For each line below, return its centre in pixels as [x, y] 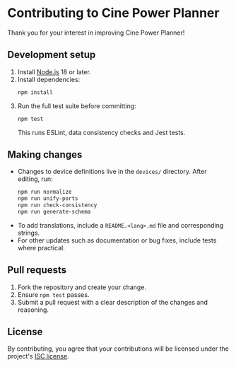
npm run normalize [45, 192]
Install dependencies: [49, 79]
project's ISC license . [38, 356]
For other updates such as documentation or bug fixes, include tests [117, 240]
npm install [35, 92]
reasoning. [33, 310]
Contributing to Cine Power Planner [113, 13]
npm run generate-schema [54, 211]
